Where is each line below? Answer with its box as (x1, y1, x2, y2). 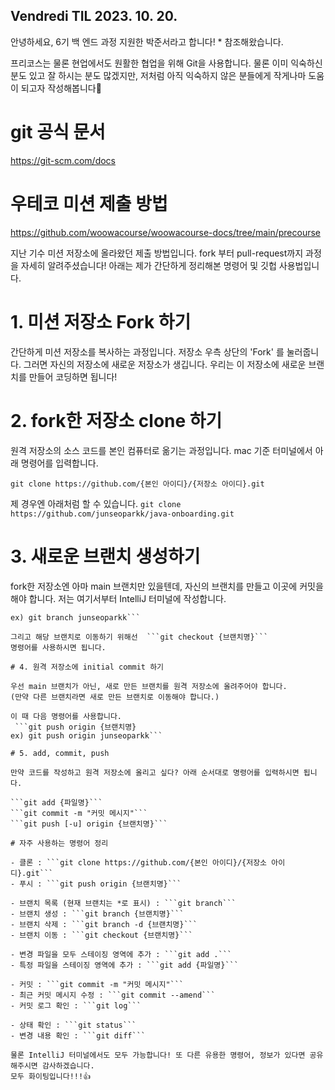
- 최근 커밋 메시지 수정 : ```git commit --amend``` (10, 990, 216, 1000)
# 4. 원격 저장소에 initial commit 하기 (10, 662, 165, 672)
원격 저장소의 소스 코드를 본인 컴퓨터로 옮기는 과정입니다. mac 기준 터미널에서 (10, 444, 313, 456)
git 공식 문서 (10, 121, 106, 143)
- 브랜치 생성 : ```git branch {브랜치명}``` (10, 909, 185, 919)
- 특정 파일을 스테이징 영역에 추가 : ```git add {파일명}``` (10, 960, 239, 970)
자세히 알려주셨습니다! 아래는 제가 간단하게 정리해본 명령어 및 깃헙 (20, 259, 277, 271)
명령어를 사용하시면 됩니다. (10, 642, 107, 653)
